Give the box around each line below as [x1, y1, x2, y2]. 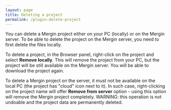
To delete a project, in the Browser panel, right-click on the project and [5, 51, 154, 58]
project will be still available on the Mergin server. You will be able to [5, 62, 149, 69]
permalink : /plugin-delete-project [5, 17, 81, 22]
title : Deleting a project [5, 12, 63, 17]
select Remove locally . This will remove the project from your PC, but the [5, 57, 160, 63]
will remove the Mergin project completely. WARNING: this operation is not [5, 94, 162, 100]
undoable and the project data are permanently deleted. [5, 99, 123, 105]
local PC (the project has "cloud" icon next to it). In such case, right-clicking [5, 83, 165, 89]
